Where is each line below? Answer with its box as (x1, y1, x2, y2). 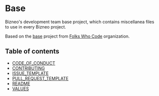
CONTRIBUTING (12, 65, 45, 71)
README (12, 81, 31, 86)
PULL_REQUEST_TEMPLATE (12, 75, 69, 81)
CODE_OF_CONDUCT (12, 60, 55, 66)
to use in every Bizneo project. (5, 24, 67, 29)
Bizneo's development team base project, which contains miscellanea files (5, 19, 155, 25)
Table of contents (5, 47, 59, 55)
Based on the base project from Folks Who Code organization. (5, 33, 130, 39)
